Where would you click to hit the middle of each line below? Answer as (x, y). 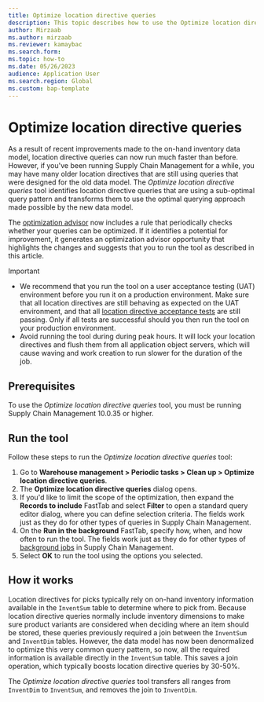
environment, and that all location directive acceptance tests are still (130, 312)
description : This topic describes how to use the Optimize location (125, 23)
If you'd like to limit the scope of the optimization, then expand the (126, 497)
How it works (41, 581)
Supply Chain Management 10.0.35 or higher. (81, 414)
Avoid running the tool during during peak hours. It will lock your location (137, 336)
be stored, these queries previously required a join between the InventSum (128, 632)
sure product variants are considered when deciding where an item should (129, 624)
